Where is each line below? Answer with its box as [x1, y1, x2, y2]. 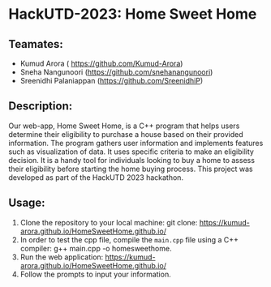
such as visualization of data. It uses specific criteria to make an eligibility [8, 147, 254, 156]
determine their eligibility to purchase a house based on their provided [8, 129, 243, 139]
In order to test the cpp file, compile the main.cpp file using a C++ [19, 234, 239, 244]
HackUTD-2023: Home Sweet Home [8, 5, 257, 24]
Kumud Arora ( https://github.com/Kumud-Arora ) [19, 58, 183, 68]
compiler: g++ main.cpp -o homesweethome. [19, 243, 172, 253]
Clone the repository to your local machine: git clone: [19, 217, 198, 227]
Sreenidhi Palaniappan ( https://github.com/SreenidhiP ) [19, 76, 204, 85]
